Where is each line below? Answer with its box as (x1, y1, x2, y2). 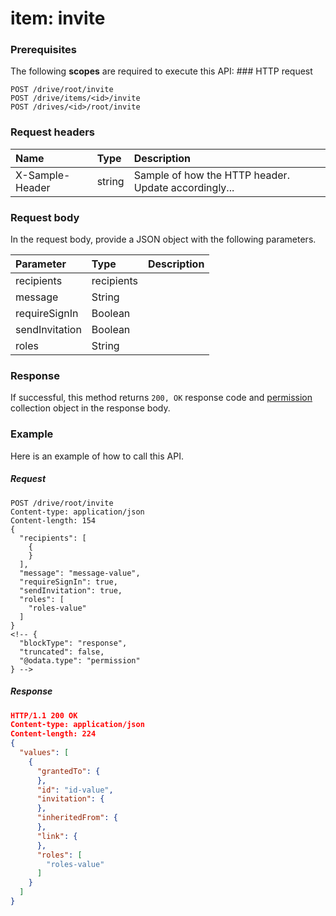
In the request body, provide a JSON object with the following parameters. (10, 233, 317, 246)
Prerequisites (10, 43, 77, 57)
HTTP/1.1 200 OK (10, 710, 78, 721)
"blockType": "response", (19, 638, 128, 648)
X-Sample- (15, 168, 71, 182)
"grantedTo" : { (36, 766, 101, 776)
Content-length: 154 (10, 515, 97, 526)
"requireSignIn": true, (19, 577, 118, 587)
